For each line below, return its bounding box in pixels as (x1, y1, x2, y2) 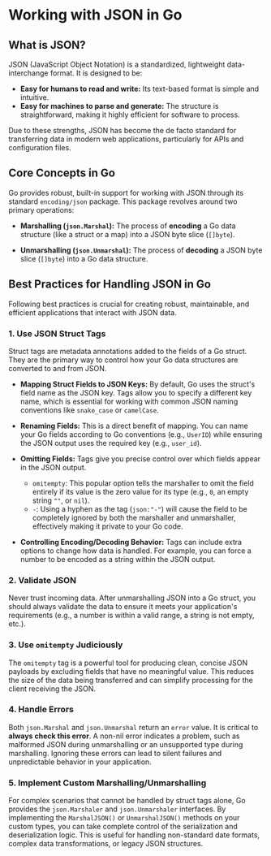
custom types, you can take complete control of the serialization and (8, 822, 238, 832)
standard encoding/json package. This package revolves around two (8, 197, 238, 206)
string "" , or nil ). (32, 495, 90, 505)
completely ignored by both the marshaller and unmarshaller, (32, 512, 236, 522)
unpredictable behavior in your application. (8, 757, 152, 767)
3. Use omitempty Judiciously (8, 639, 123, 651)
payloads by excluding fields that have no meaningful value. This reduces (8, 666, 255, 676)
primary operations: (8, 205, 75, 214)
